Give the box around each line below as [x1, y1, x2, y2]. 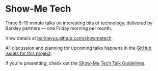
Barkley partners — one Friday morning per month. [5, 25, 112, 31]
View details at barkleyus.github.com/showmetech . [5, 35, 113, 41]
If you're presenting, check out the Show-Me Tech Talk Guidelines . [5, 60, 146, 66]
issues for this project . [5, 50, 52, 56]
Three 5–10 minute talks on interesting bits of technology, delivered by [5, 20, 153, 26]
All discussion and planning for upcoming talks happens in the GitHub [5, 45, 152, 51]
